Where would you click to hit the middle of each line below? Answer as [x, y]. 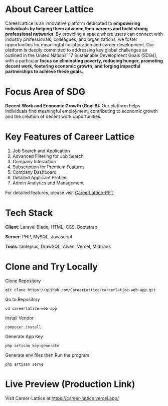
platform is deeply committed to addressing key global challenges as [76, 50]
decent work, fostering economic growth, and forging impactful [73, 66]
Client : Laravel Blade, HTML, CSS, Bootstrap [51, 227]
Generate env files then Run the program [47, 355]
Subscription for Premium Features [48, 167]
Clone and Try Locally [51, 267]
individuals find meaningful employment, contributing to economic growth [81, 111]
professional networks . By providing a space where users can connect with [84, 34]
